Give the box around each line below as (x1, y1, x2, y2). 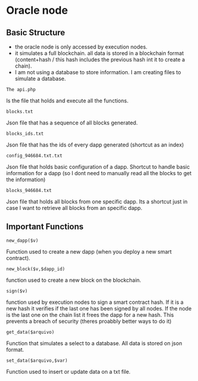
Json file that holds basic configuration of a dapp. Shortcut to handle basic (6, 163, 190, 170)
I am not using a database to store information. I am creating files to (14, 69, 181, 75)
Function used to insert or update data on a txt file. (6, 368, 131, 375)
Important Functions (6, 222, 84, 232)
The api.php (6, 87, 36, 93)
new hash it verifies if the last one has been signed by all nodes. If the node (6, 304, 192, 312)
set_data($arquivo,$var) (6, 357, 68, 364)
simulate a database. (14, 75, 66, 82)
